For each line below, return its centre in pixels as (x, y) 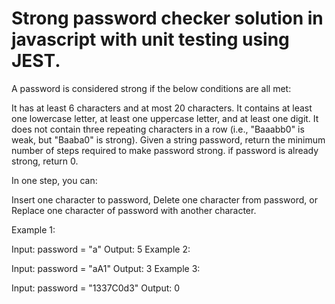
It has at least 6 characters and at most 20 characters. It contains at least (162, 108)
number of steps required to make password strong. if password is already (165, 150)
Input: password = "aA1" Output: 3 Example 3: (106, 268)
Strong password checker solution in (167, 18)
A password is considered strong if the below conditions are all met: (151, 88)
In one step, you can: (54, 180)
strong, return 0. (45, 161)
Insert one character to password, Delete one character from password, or (164, 199)
